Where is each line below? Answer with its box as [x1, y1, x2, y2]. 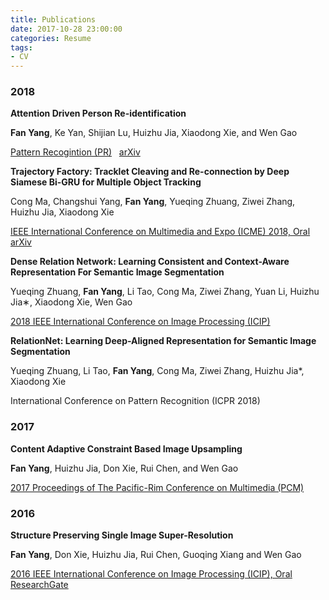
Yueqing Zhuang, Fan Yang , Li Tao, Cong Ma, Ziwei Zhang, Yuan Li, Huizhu [10, 286, 320, 298]
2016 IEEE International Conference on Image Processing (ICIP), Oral [10, 568, 293, 580]
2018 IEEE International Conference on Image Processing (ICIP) [10, 316, 271, 328]
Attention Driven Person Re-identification [10, 107, 187, 120]
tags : [10, 42, 33, 53]
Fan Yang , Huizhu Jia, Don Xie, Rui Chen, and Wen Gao [10, 462, 239, 474]
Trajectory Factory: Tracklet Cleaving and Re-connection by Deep [10, 166, 290, 178]
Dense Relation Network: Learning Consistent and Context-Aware [10, 256, 290, 268]
